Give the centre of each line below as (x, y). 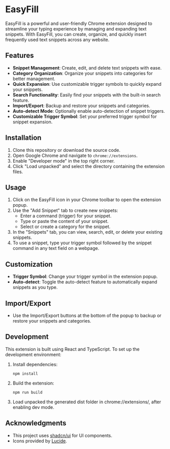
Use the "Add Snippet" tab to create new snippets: (65, 211)
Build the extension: (33, 383)
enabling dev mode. (33, 407)
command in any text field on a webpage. (56, 248)
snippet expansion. (32, 122)
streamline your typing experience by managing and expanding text (76, 28)
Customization (29, 264)
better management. (34, 78)
